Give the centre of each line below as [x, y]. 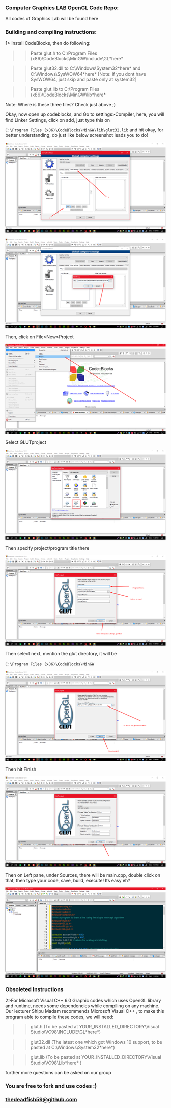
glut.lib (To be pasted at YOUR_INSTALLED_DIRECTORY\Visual [96, 1057]
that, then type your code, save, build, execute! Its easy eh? [68, 880]
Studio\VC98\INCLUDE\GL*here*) [65, 1032]
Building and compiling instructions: [51, 32]
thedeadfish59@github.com [41, 1099]
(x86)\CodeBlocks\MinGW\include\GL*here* [77, 58]
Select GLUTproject [26, 442]
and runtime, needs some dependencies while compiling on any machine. [82, 1006]
